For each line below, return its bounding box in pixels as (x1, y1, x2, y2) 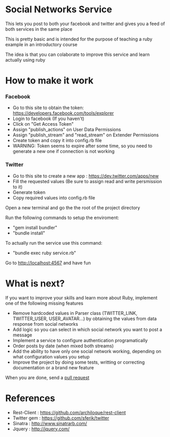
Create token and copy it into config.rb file (12, 137, 102, 144)
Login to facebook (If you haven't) (12, 115, 85, 122)
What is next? (5, 277, 65, 289)
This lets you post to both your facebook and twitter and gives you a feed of (5, 21, 165, 27)
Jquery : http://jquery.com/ (12, 426, 70, 432)
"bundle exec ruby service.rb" (12, 250, 77, 256)
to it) (12, 184, 23, 190)
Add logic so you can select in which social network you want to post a (12, 326, 162, 332)
